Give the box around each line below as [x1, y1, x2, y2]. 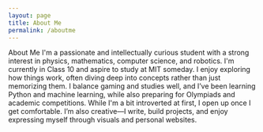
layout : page [8, 11, 51, 20]
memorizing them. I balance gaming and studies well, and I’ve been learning [8, 81, 256, 91]
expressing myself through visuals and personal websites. [8, 115, 197, 125]
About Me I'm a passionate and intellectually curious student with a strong [8, 48, 250, 58]
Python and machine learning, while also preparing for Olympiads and [8, 90, 235, 100]
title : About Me [8, 19, 62, 27]
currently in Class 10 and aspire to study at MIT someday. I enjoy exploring [8, 65, 251, 74]
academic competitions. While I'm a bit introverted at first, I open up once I [8, 98, 251, 107]
